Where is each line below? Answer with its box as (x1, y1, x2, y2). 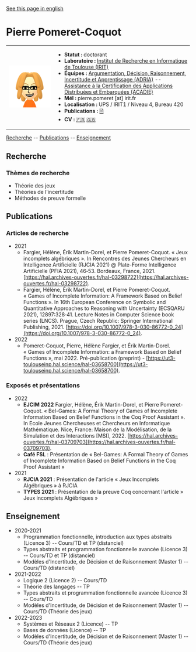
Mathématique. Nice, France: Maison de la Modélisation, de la (23, 426, 172, 433)
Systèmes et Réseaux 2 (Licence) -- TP (23, 620, 118, 627)
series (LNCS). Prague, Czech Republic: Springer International (23, 317, 173, 324)
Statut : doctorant (64, 51, 107, 58)
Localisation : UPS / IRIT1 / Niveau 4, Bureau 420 (64, 101, 184, 108)
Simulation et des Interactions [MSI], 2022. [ (23, 432, 129, 439)
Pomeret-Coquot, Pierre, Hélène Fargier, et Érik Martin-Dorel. (23, 342, 170, 349)
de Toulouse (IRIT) (64, 63, 109, 70)
